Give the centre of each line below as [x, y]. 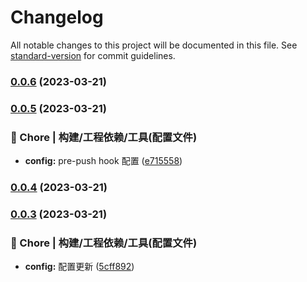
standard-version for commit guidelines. [93, 55]
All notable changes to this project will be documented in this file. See [154, 45]
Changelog [57, 17]
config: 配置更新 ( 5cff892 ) [79, 267]
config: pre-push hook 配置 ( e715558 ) [103, 161]
